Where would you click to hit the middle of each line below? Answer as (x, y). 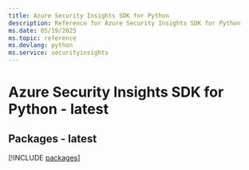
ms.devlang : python (41, 45)
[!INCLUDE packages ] (44, 158)
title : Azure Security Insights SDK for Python (89, 16)
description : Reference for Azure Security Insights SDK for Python (125, 23)
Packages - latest (53, 138)
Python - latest (59, 109)
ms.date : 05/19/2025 (43, 30)
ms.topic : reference (43, 38)
